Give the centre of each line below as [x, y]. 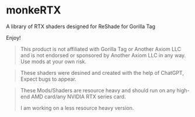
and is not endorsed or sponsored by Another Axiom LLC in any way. [103, 55]
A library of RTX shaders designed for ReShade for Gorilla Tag [81, 26]
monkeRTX [34, 10]
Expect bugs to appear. [48, 79]
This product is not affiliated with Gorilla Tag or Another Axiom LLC [101, 49]
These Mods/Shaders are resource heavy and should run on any [98, 90]
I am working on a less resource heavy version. [77, 108]
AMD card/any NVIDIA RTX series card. [79, 97]
